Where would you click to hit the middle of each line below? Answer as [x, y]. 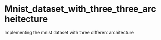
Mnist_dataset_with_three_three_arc [80, 9]
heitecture [26, 19]
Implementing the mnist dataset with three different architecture [69, 32]
